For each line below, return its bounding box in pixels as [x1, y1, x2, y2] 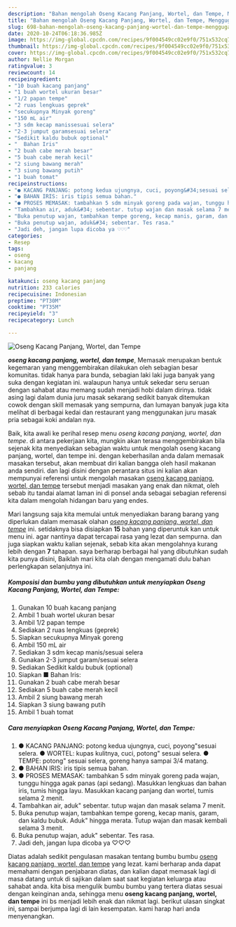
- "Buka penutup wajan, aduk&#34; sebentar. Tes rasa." [8, 219, 174, 226]
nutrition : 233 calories [8, 284, 81, 291]
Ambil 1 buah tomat [18, 707, 74, 716]
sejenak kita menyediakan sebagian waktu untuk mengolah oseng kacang [8, 444, 221, 452]
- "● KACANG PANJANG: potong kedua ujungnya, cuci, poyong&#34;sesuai [8, 187, 218, 194]
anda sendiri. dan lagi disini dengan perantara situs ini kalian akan [8, 466, 198, 475]
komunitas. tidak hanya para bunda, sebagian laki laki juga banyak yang [8, 370, 216, 379]
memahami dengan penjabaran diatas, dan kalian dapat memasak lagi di [8, 867, 216, 875]
